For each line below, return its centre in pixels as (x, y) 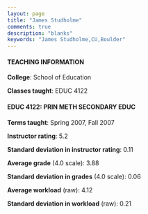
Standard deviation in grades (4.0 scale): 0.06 (74, 176)
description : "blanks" (40, 33)
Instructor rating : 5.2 (38, 136)
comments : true (29, 26)
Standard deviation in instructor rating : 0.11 (70, 149)
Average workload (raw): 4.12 (50, 190)
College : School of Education (49, 77)
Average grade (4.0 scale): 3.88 (53, 163)
